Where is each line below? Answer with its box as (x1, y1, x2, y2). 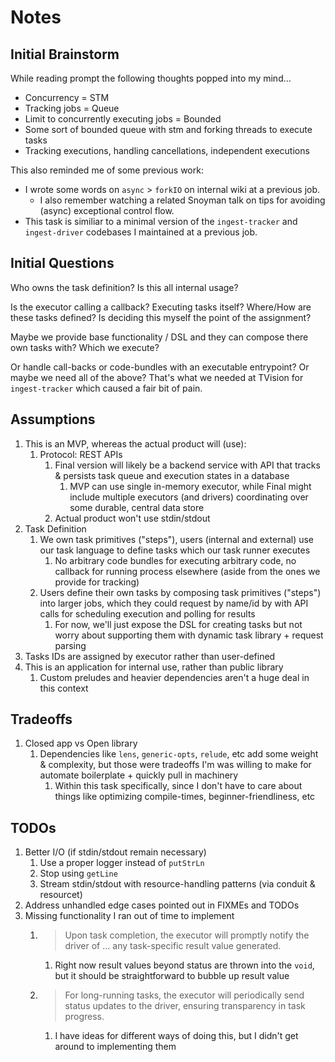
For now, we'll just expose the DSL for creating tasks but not (54, 618, 303, 630)
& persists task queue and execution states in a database (54, 469, 290, 481)
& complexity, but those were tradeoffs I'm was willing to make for (39, 759, 312, 771)
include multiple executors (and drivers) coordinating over (69, 491, 309, 503)
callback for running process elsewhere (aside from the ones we (54, 565, 321, 577)
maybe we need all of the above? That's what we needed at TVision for (10, 371, 304, 383)
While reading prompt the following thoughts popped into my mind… (10, 72, 292, 84)
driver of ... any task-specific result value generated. (64, 940, 282, 952)
